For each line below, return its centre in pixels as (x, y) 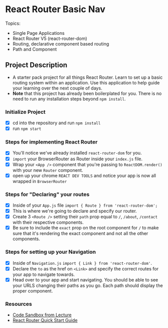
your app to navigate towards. (44, 274)
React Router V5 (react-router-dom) (50, 38)
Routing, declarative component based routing (61, 43)
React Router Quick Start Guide (45, 320)
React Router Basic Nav (55, 9)
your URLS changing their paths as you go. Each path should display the (88, 285)
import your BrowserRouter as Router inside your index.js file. (77, 159)
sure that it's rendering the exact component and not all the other (80, 233)
